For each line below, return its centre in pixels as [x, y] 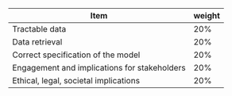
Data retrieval [37, 42]
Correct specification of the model [76, 55]
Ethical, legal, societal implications [76, 81]
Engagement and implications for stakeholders [99, 68]
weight [207, 15]
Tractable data [39, 29]
